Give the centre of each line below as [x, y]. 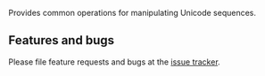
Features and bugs [62, 40]
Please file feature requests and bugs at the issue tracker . [114, 62]
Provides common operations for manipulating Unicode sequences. [132, 13]
